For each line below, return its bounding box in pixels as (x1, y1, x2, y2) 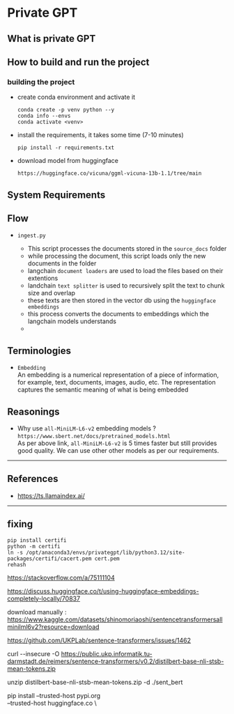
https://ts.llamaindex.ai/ (17, 491, 86, 499)
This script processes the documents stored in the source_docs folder (27, 245, 227, 253)
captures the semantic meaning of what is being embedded (17, 385, 189, 394)
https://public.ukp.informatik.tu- (61, 649, 153, 658)
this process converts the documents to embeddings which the (27, 310, 210, 318)
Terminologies (7, 345, 72, 357)
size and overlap (27, 289, 75, 297)
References (7, 473, 58, 485)
